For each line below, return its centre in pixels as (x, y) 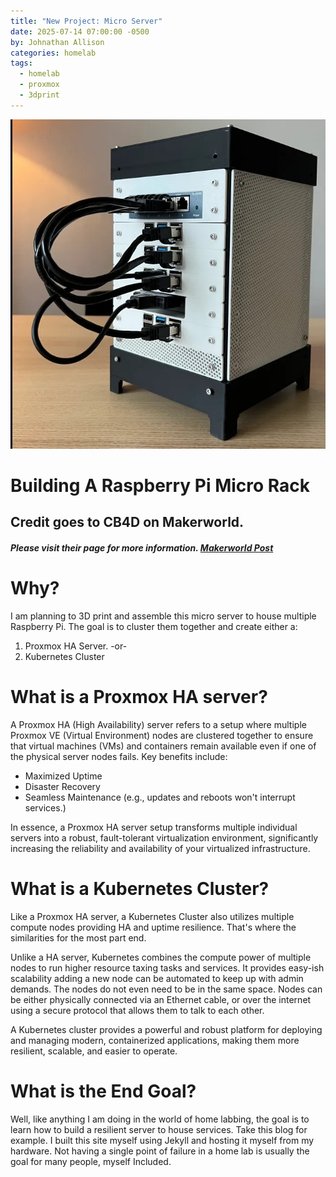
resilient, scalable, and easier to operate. (94, 1051)
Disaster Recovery (62, 786)
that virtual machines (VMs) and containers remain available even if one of (163, 746)
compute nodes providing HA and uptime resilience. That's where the (153, 927)
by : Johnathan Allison (57, 42)
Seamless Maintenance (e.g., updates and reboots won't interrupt (160, 797)
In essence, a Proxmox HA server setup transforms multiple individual (154, 827)
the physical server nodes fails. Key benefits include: (119, 756)
